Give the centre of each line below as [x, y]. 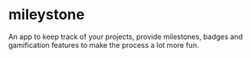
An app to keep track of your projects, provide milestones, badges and [126, 37]
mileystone [46, 15]
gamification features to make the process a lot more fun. [104, 44]
